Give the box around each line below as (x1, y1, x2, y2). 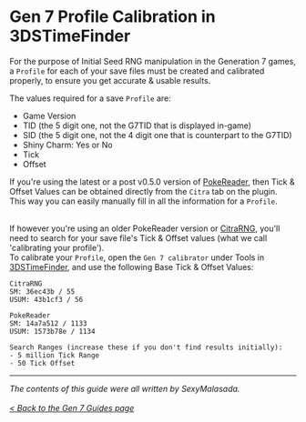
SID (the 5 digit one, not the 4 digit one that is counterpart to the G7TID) (22, 129, 293, 140)
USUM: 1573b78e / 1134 (9, 327, 96, 336)
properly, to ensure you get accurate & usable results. (9, 75, 211, 85)
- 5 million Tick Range (9, 350, 100, 360)
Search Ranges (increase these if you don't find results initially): (9, 343, 283, 352)
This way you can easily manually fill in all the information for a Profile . (9, 196, 278, 206)
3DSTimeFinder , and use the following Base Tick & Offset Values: (9, 261, 254, 272)
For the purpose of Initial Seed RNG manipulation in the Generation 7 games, (9, 55, 296, 66)
